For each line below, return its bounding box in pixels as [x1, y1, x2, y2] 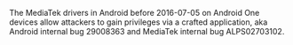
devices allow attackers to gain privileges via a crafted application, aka [9, 17, 268, 27]
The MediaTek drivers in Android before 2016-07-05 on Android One [9, 8, 260, 18]
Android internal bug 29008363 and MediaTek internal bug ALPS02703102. [9, 26, 285, 36]
